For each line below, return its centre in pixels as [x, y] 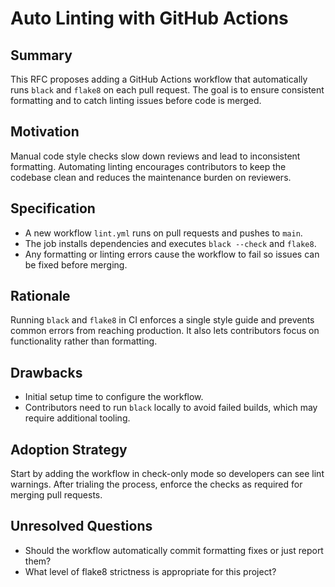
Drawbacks [46, 372]
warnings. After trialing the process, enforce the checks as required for [156, 484]
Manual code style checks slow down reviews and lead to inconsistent [155, 156]
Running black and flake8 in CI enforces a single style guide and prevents [162, 320]
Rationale [40, 296]
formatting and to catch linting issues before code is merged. [136, 100]
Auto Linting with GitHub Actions [149, 18]
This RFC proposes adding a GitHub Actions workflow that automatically [159, 79]
